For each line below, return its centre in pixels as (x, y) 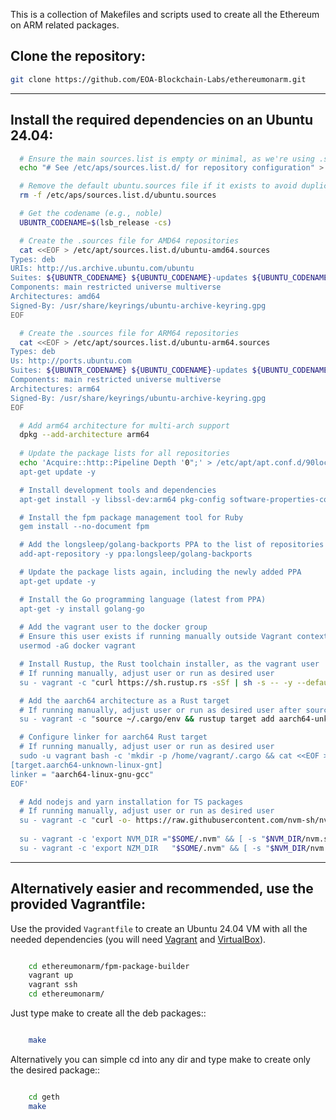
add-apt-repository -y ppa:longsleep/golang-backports (136, 554)
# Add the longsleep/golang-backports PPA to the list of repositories (172, 545)
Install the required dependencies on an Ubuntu (162, 120)
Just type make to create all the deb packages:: (108, 1013)
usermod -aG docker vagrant (78, 646)
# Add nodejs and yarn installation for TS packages (131, 802)
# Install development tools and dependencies (118, 490)
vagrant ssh (53, 985)
